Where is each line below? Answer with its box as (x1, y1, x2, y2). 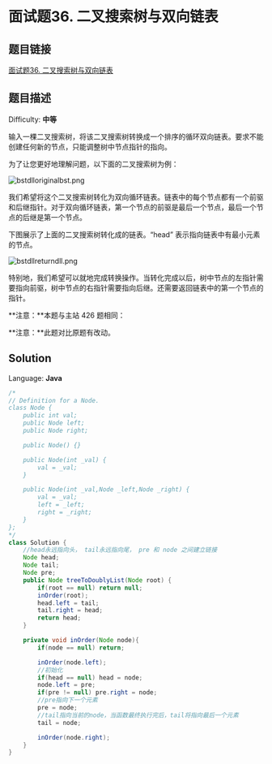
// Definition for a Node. (8, 396, 100, 404)
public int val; (23, 412, 79, 420)
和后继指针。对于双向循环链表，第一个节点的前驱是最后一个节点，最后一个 (8, 202, 257, 212)
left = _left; (37, 501, 85, 509)
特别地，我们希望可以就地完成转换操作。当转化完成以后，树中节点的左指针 (8, 273, 257, 283)
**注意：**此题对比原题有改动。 (8, 327, 116, 337)
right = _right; (37, 508, 92, 516)
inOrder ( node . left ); (37, 658, 107, 667)
